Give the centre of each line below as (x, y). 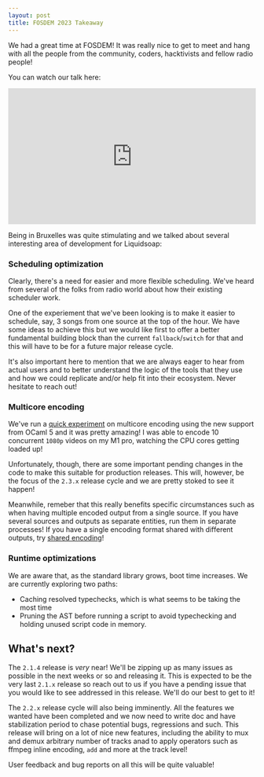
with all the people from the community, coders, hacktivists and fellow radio (131, 53)
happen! (22, 489)
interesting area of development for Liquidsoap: (85, 244)
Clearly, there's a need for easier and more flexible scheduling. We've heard (131, 280)
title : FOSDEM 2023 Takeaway (56, 23)
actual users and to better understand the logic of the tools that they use (125, 369)
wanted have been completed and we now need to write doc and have (122, 717)
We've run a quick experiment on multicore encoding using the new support (131, 424)
